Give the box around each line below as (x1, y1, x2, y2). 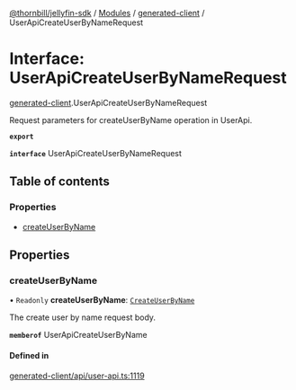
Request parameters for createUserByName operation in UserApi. (9, 114, 253, 125)
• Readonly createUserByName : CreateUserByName (9, 295, 195, 306)
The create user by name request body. (9, 312, 156, 323)
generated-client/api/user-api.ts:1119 (9, 370, 146, 381)
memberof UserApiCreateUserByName (9, 330, 148, 341)
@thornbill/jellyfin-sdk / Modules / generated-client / (9, 8, 205, 18)
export (9, 132, 34, 141)
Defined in (9, 350, 49, 360)
